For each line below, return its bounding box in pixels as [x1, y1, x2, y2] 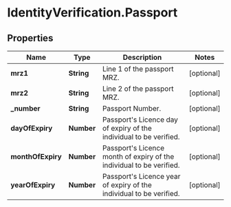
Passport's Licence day [102, 115, 179, 124]
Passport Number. [102, 104, 162, 113]
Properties [7, 32, 54, 44]
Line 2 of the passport [102, 84, 174, 94]
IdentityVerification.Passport [7, 5, 178, 21]
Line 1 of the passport [102, 64, 174, 74]
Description [122, 53, 162, 62]
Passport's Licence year [102, 172, 181, 181]
